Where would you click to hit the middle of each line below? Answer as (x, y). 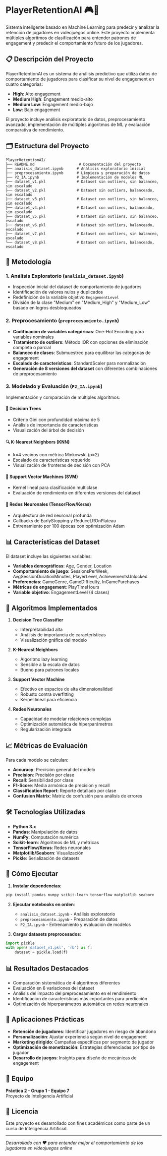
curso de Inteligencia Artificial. (37, 1129)
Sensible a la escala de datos (50, 665)
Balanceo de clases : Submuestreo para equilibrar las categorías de (82, 353)
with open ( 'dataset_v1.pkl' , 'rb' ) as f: (49, 948)
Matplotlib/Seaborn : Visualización (48, 853)
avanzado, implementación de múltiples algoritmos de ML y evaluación (78, 124)
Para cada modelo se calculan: (37, 760)
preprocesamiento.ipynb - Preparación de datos (69, 919)
